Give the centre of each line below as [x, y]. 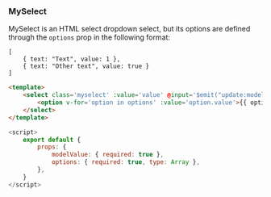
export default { [52, 140]
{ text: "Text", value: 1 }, [72, 59]
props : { [52, 147]
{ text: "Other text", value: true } [86, 66]
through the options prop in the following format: [90, 37]
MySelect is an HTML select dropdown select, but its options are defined [129, 29]
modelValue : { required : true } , [107, 155]
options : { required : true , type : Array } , [125, 162]
